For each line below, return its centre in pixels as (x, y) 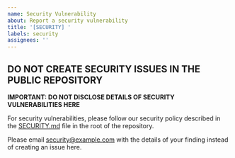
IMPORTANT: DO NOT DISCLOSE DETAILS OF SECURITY (91, 97)
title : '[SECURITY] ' (39, 27)
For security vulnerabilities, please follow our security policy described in (114, 118)
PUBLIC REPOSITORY (55, 80)
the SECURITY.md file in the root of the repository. (81, 125)
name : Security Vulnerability (52, 14)
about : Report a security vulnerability (68, 21)
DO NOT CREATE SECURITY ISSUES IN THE (104, 69)
